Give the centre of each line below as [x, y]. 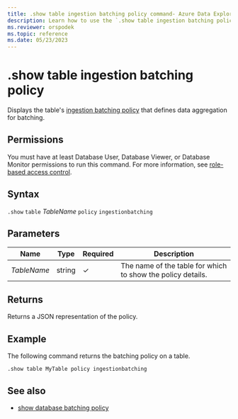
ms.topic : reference [38, 34]
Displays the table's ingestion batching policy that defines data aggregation [118, 110]
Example [27, 339]
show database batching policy [63, 408]
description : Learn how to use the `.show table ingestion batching [110, 21]
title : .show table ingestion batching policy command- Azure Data [109, 14]
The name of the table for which [174, 265]
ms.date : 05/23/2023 [38, 40]
